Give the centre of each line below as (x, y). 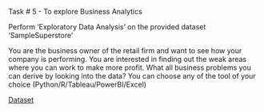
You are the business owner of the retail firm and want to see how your (125, 50)
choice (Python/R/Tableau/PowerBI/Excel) (77, 84)
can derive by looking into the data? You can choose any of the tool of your (132, 76)
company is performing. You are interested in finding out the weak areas (127, 59)
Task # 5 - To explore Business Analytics (75, 12)
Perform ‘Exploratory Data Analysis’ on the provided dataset (107, 27)
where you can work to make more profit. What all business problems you (130, 68)
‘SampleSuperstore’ (41, 35)
